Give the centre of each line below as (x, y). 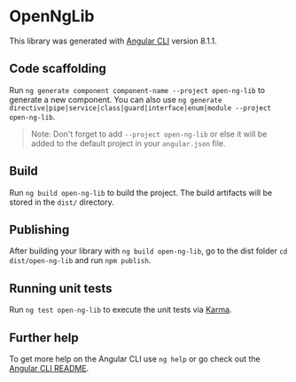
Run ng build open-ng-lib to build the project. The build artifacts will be (141, 192)
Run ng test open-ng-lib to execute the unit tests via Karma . (121, 310)
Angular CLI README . (49, 368)
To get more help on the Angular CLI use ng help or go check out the (135, 359)
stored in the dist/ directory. (62, 202)
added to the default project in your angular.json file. (128, 143)
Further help (44, 337)
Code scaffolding (58, 69)
